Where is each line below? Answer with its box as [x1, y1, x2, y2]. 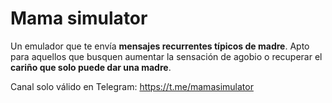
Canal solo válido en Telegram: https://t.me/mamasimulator [10, 80, 254, 92]
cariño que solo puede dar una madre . [10, 61, 172, 73]
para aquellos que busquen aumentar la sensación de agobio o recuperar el [10, 50, 323, 62]
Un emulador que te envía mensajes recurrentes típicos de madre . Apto [10, 40, 310, 52]
